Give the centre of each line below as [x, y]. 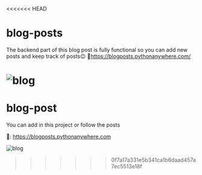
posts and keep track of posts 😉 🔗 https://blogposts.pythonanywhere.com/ [99, 56]
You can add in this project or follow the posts [63, 125]
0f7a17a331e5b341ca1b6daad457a [153, 160]
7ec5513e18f [127, 167]
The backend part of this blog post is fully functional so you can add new [97, 49]
